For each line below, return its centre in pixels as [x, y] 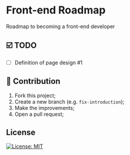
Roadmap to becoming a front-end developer [61, 26]
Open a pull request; [39, 114]
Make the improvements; [45, 108]
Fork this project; [35, 95]
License [21, 132]
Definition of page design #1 [49, 63]
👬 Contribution [33, 82]
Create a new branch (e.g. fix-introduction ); [69, 101]
